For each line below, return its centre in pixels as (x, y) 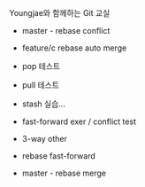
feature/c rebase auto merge (74, 48)
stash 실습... (44, 104)
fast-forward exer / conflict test (79, 121)
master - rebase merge (64, 173)
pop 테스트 (41, 66)
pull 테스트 (41, 85)
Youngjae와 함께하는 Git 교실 (60, 13)
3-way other (45, 139)
